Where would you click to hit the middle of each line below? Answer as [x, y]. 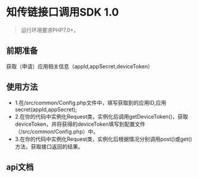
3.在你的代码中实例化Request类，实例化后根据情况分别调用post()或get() [103, 139]
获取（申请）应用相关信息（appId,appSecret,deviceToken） [80, 66]
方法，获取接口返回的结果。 [49, 146]
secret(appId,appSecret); [46, 109]
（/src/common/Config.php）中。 [57, 131]
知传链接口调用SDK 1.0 [63, 12]
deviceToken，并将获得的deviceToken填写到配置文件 [80, 124]
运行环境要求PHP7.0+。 [50, 30]
